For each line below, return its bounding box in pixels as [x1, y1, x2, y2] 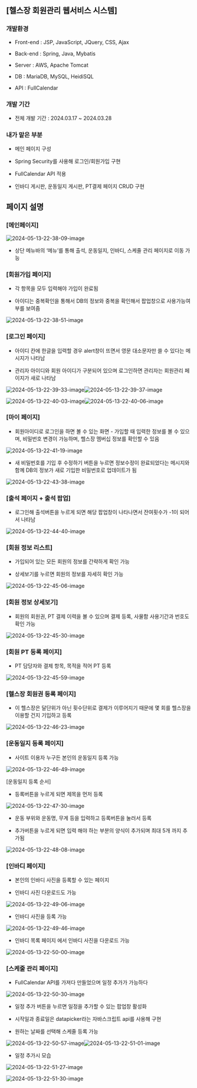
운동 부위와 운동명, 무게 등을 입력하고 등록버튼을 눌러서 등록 [14, 814, 152, 821]
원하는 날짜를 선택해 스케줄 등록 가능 [14, 1028, 98, 1035]
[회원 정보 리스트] [6, 544, 53, 552]
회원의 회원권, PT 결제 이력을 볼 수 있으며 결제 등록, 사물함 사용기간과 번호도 [14, 613, 190, 620]
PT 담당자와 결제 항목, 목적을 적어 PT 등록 [14, 662, 111, 669]
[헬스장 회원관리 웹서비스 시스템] [6, 5, 118, 16]
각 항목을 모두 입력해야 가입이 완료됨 [14, 285, 98, 292]
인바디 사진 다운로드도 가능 [14, 889, 77, 896]
